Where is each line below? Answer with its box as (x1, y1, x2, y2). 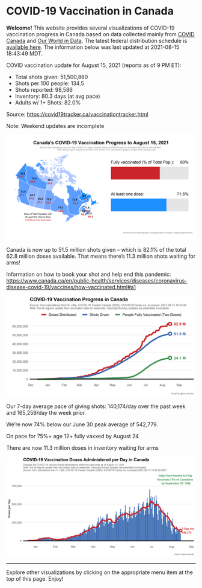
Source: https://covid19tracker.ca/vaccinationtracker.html (6, 110, 148, 118)
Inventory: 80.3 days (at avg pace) (14, 92, 100, 100)
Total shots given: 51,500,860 (14, 73, 88, 80)
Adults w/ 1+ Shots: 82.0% (14, 98, 81, 106)
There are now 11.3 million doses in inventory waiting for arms (6, 444, 159, 452)
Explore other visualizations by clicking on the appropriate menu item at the (6, 569, 194, 576)
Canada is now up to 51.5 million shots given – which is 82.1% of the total (6, 246, 186, 253)
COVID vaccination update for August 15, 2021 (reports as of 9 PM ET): (6, 62, 182, 69)
